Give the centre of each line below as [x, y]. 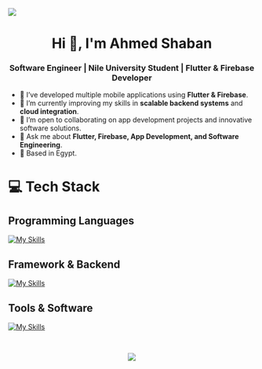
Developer [132, 78]
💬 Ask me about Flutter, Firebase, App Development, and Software [129, 137]
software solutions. [51, 128]
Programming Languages [71, 221]
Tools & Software [51, 308]
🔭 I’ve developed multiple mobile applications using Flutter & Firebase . [134, 95]
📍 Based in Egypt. [48, 153]
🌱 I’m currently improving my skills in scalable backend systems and [131, 103]
